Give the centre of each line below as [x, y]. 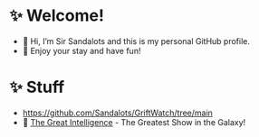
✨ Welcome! [57, 16]
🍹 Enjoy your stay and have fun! [82, 50]
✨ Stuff [37, 87]
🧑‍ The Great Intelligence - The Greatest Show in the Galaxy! [134, 122]
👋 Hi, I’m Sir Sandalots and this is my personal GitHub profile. [136, 41]
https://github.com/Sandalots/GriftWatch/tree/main [117, 113]
